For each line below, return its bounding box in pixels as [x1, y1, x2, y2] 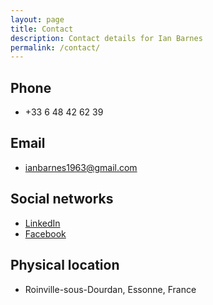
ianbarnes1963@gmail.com [24, 161, 138, 173]
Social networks [10, 191, 114, 208]
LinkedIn [24, 217, 61, 229]
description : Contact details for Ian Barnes [10, 33, 203, 43]
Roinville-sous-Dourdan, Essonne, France [24, 283, 197, 295]
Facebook [24, 227, 67, 240]
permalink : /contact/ [10, 42, 101, 53]
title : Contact [10, 24, 74, 34]
